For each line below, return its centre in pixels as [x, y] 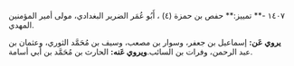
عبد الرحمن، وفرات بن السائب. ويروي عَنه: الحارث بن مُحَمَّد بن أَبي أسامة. [131, 52]
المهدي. [22, 25]
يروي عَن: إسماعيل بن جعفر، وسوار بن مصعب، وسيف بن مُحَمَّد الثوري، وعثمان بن [145, 42]
